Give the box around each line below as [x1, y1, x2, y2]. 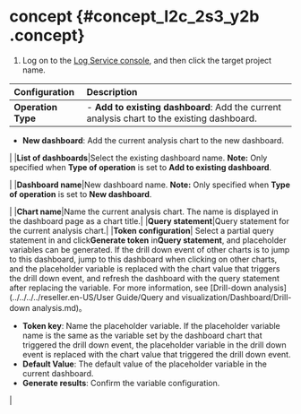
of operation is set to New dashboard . [9, 188, 152, 199]
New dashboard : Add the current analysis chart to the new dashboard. [21, 134, 285, 145]
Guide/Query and [116, 291, 180, 302]
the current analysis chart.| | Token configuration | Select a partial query [9, 225, 275, 236]
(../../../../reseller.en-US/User [9, 291, 115, 302]
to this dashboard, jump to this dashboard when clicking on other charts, [9, 254, 278, 264]
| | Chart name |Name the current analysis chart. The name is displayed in [9, 206, 279, 217]
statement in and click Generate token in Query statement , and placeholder [9, 235, 287, 246]
